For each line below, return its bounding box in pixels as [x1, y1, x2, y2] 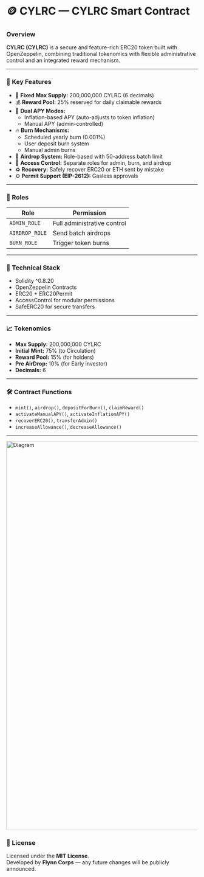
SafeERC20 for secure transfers [15, 303, 95, 310]
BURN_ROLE [9, 240, 38, 246]
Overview [6, 30, 36, 39]
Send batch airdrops [52, 229, 111, 237]
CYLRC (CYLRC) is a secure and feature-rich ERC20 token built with [6, 44, 178, 51]
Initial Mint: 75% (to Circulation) [15, 347, 96, 354]
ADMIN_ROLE [9, 220, 41, 227]
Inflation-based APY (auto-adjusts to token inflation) [24, 113, 155, 121]
